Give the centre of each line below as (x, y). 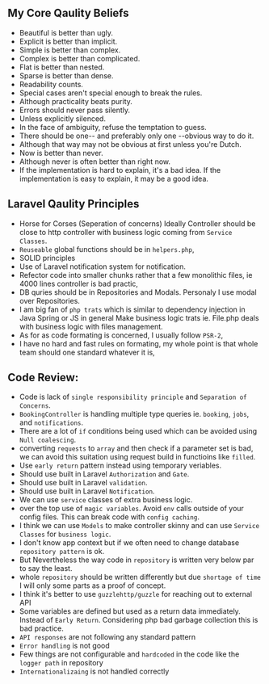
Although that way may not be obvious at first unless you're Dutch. (130, 144)
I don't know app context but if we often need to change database (129, 543)
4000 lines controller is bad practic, (79, 283)
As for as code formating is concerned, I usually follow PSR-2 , (121, 335)
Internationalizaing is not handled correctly (94, 671)
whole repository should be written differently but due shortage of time (140, 577)
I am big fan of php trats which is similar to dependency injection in (132, 309)
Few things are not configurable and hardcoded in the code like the (129, 654)
